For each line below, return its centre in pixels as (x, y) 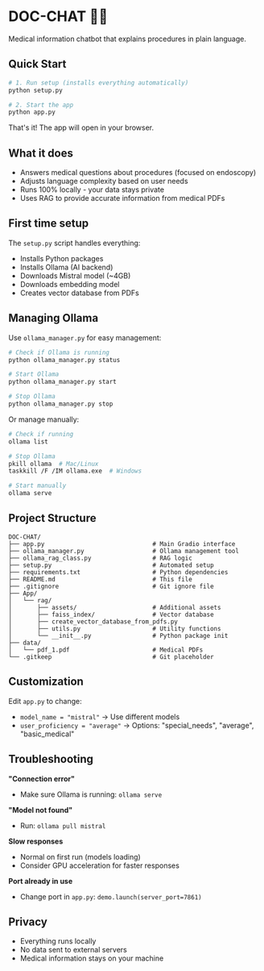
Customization (46, 682)
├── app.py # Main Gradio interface (122, 544)
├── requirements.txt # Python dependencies (118, 572)
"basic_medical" (47, 734)
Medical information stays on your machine (92, 958)
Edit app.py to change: (45, 701)
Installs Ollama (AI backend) (66, 267)
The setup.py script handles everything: (74, 243)
